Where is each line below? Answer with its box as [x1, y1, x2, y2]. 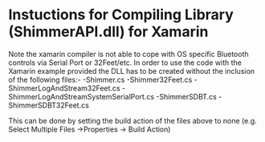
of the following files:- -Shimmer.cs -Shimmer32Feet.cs [8, 75, 193, 84]
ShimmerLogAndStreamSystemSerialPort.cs [8, 91, 155, 101]
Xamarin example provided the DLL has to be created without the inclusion [8, 66, 255, 75]
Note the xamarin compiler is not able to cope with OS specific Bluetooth [8, 49, 249, 59]
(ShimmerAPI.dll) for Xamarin [8, 22, 209, 41]
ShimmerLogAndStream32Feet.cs [8, 83, 120, 93]
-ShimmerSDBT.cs [156, 91, 217, 101]
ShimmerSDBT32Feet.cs [8, 100, 90, 110]
